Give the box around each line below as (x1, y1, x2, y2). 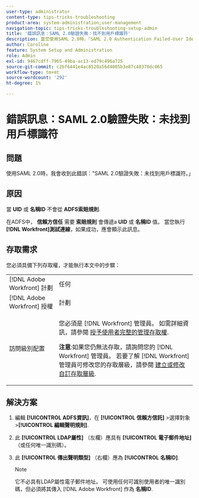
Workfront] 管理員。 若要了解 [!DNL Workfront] (59, 352, 190, 360)
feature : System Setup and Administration (6, 47, 113, 53)
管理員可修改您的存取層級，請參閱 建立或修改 (59, 361, 185, 369)
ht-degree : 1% (6, 81, 41, 86)
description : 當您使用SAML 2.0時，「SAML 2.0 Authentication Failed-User (6, 36, 184, 42)
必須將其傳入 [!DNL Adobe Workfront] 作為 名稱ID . (30, 486, 153, 493)
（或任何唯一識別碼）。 (14, 442, 70, 449)
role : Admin (6, 53, 36, 59)
